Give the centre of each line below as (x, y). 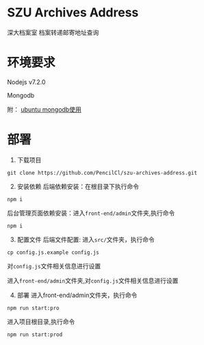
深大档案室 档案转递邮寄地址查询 (53, 32)
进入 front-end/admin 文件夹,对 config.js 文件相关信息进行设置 (93, 280)
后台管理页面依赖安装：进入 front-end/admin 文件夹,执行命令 (91, 213)
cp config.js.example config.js (53, 252)
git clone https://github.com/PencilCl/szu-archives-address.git (102, 172)
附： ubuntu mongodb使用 (44, 109)
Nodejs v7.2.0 (26, 82)
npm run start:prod (35, 334)
